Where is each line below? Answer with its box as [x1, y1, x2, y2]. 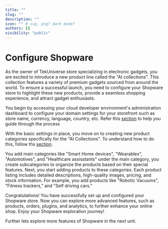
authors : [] [5, 26, 30, 31]
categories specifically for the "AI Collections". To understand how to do [5, 135, 154, 141]
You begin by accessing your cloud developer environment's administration [5, 104, 161, 110]
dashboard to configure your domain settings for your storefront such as [5, 110, 155, 116]
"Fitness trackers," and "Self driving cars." [5, 182, 93, 188]
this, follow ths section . [5, 141, 53, 147]
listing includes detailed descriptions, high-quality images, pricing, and [5, 172, 151, 178]
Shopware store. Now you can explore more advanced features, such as [5, 197, 154, 203]
